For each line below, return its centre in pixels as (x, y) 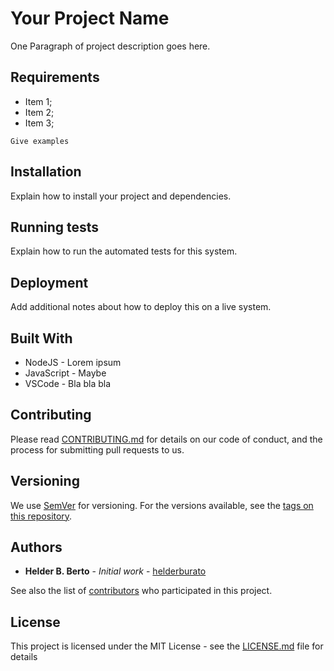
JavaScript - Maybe (65, 373)
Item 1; (38, 101)
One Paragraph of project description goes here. (110, 46)
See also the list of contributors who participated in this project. (141, 591)
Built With (41, 338)
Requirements (55, 77)
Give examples (40, 141)
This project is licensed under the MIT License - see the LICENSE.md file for (167, 646)
